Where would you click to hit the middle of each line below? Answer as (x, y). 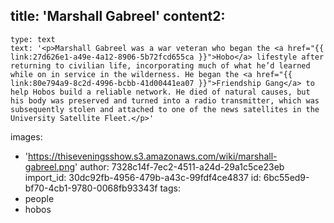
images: (26, 136)
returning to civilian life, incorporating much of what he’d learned (160, 65)
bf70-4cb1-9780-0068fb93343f (91, 188)
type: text (33, 39)
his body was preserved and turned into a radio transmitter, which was (165, 100)
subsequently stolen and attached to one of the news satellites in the (165, 109)
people (39, 198)
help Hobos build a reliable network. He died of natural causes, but (160, 92)
